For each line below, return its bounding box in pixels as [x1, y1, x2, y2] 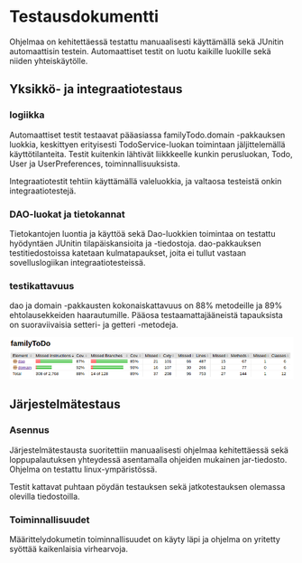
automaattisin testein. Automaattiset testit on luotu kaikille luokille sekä [9, 45, 272, 56]
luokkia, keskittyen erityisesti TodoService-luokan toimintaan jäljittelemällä [9, 138, 286, 150]
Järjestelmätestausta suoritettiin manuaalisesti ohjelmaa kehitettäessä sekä [9, 445, 288, 455]
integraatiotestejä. [9, 185, 77, 196]
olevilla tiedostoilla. [9, 491, 80, 502]
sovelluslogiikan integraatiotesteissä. [9, 257, 146, 267]
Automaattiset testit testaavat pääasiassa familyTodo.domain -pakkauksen [9, 129, 286, 140]
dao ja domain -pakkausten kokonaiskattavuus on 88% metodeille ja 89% [9, 300, 283, 311]
